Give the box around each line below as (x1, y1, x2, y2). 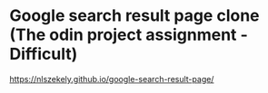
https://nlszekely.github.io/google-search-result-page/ (9, 73, 214, 84)
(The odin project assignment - (9, 24, 248, 45)
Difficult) (9, 44, 78, 64)
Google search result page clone (9, 5, 261, 26)
